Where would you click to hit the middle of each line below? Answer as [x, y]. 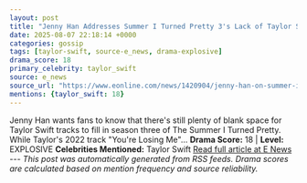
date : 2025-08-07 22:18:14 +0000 [73, 35]
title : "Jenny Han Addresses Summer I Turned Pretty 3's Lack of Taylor [151, 26]
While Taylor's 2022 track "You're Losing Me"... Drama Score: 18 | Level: [147, 139]
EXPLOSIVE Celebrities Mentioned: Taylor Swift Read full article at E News [151, 149]
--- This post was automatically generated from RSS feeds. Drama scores [149, 158]
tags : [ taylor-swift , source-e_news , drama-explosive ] [116, 52]
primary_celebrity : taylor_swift [73, 69]
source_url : [32, 86]
